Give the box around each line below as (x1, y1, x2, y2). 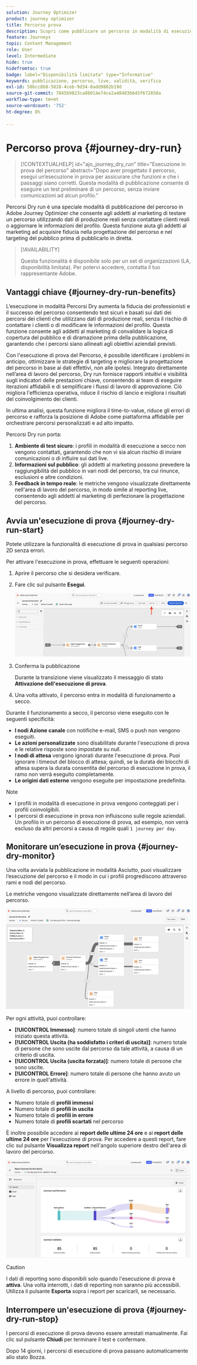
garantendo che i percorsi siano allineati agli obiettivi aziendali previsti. (6, 341, 177, 348)
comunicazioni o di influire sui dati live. (14, 455, 108, 462)
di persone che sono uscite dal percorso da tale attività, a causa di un (14, 1045, 183, 1052)
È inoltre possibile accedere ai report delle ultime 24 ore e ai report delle (6, 1129, 184, 1136)
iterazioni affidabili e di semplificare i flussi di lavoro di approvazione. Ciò (6, 383, 182, 390)
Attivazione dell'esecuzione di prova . (14, 680, 107, 687)
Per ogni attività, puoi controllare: (6, 1014, 87, 1022)
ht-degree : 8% (6, 109, 41, 115)
